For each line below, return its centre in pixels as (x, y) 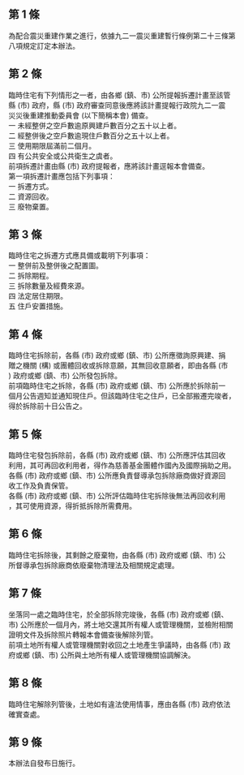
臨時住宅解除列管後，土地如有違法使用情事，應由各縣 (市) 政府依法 (120, 704)
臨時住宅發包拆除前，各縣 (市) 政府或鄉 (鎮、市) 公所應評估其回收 (117, 455)
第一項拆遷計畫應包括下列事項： (62, 176)
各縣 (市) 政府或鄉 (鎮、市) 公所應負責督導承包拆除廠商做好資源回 (117, 476)
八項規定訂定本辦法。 (44, 45)
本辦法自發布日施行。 (44, 763)
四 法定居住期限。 (38, 296)
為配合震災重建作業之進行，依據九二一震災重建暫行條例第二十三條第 (122, 36)
